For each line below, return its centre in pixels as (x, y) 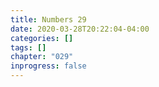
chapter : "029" (42, 57)
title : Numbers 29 (48, 19)
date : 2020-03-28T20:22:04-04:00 (80, 29)
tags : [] (28, 47)
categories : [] (42, 38)
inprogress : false (48, 66)
